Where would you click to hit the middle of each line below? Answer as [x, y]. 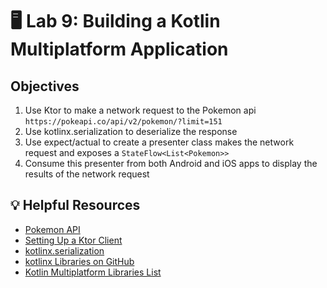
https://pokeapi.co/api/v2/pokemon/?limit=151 [123, 122]
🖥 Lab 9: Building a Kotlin [115, 21]
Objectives [45, 86]
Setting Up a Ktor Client [73, 240]
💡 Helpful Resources [75, 205]
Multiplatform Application [119, 49]
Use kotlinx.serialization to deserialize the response [131, 131]
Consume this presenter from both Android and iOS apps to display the [171, 163]
